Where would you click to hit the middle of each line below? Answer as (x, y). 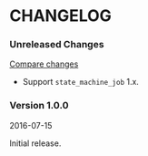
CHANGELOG (60, 16)
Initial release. (35, 143)
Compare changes (44, 64)
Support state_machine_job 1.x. (80, 82)
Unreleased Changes (57, 45)
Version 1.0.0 (39, 106)
